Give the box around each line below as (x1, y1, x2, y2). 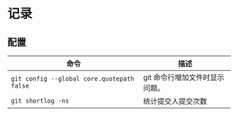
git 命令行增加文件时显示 (142, 73, 225, 82)
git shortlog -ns (11, 97, 69, 105)
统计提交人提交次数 (142, 96, 208, 106)
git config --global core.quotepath (11, 75, 135, 83)
